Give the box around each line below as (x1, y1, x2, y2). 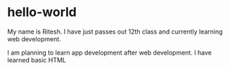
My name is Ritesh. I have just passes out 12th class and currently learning (7, 27, 223, 36)
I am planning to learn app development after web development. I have (7, 48, 212, 57)
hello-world (7, 4, 77, 20)
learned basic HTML (7, 55, 67, 64)
